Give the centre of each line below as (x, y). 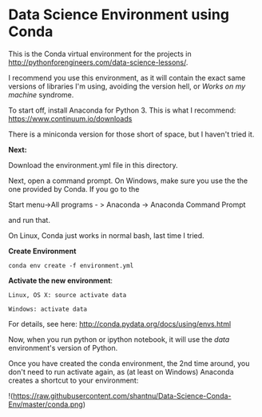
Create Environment (42, 251)
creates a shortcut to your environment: (73, 380)
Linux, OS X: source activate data (67, 295)
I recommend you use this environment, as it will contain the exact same (127, 77)
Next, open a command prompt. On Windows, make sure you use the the (128, 181)
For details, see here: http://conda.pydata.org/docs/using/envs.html (120, 324)
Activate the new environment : (61, 280)
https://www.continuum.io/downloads (70, 118)
